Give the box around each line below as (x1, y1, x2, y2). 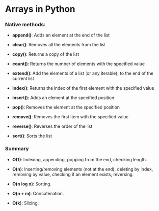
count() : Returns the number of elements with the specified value (12, 61, 145, 67)
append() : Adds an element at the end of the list (12, 32, 110, 38)
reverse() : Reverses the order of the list (12, 123, 93, 129)
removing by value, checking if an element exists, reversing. (12, 171, 134, 177)
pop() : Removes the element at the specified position (12, 105, 120, 110)
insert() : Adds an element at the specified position (12, 95, 114, 101)
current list (12, 75, 34, 82)
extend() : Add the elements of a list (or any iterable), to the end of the (12, 70, 154, 76)
